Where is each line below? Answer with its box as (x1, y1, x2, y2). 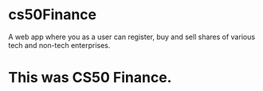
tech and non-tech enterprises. (8, 40, 111, 49)
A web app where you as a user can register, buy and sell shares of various (8, 32, 256, 42)
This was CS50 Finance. (8, 69, 172, 87)
